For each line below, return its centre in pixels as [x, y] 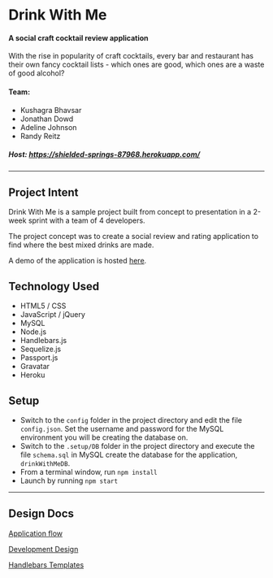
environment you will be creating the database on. [104, 437]
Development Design [43, 549]
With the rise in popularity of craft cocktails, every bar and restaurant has [131, 56]
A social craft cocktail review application [78, 37]
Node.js [33, 332]
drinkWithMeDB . [45, 463]
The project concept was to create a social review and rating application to [133, 237]
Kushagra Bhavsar [51, 110]
